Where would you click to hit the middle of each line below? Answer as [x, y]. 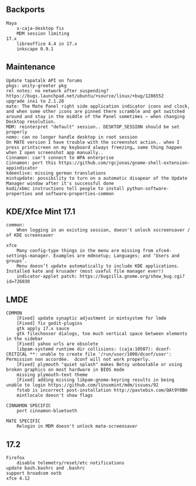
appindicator [22, 168]
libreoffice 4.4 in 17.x [47, 43]
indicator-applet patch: [47, 276]
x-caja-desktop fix [40, 28]
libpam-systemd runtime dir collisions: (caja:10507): [85, 349]
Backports [26, 10]
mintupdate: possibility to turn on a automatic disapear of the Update [97, 178]
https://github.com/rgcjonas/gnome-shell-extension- [124, 163]
